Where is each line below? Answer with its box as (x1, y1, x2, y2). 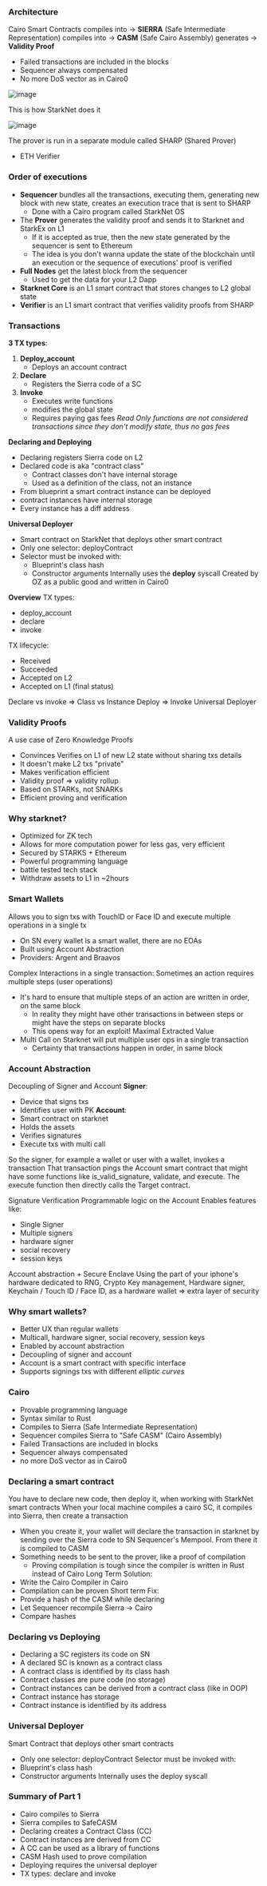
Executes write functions (31, 396, 114, 405)
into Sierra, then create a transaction (8, 1510, 129, 1521)
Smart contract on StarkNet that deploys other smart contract (19, 534, 222, 544)
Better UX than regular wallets (19, 1324, 119, 1334)
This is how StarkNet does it (8, 105, 101, 114)
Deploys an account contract (31, 362, 128, 372)
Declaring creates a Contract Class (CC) (19, 1826, 152, 1836)
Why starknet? (8, 813, 67, 824)
